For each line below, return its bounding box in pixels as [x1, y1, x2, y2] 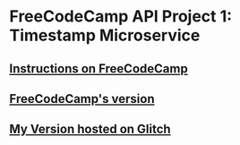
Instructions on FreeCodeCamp [9, 61, 188, 76]
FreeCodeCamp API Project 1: [9, 6, 233, 27]
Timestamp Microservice [9, 25, 201, 46]
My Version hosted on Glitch [9, 122, 172, 137]
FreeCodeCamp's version [9, 91, 155, 107]
